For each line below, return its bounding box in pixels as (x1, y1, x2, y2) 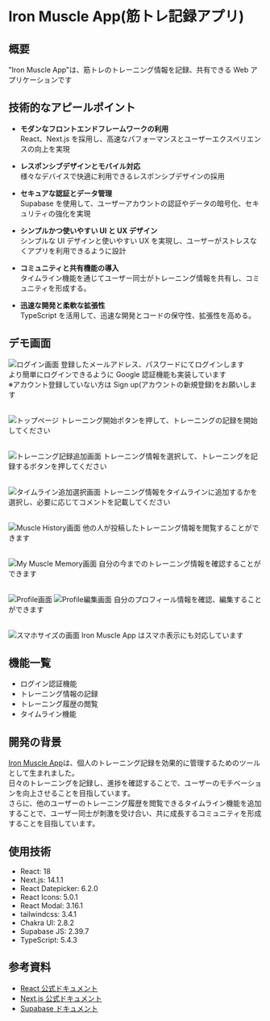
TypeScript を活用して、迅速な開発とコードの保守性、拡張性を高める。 (19, 310, 256, 320)
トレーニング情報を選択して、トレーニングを (102, 451, 251, 461)
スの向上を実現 (19, 144, 70, 153)
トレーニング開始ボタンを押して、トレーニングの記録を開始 (60, 415, 258, 425)
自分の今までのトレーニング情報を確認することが (98, 559, 262, 568)
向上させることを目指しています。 (22, 789, 135, 798)
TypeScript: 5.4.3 (19, 935, 78, 945)
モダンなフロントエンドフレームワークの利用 (19, 123, 169, 133)
